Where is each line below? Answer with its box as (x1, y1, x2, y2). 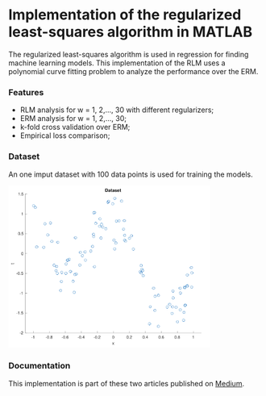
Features (8, 86, 44, 98)
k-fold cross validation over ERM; (19, 123, 131, 132)
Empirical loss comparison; (19, 131, 110, 140)
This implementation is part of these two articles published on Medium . (8, 378, 244, 388)
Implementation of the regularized (8, 6, 242, 24)
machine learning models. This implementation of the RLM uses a (8, 58, 226, 68)
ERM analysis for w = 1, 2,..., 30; (19, 114, 127, 123)
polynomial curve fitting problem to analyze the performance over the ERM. (8, 66, 259, 76)
